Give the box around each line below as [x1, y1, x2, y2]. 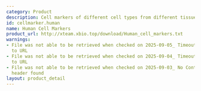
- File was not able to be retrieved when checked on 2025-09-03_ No [6, 64, 184, 71]
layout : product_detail [6, 75, 66, 81]
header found [11, 70, 44, 76]
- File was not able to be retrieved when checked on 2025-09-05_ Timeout [6, 43, 197, 48]
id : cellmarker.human [6, 20, 60, 26]
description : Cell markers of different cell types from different [6, 14, 178, 20]
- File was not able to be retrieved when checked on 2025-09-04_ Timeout [6, 53, 197, 59]
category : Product [6, 8, 52, 15]
